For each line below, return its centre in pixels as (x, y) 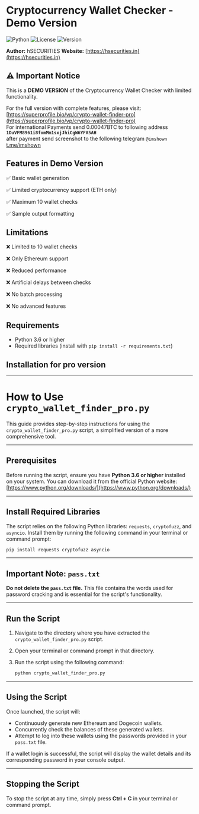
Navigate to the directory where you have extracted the (82, 633)
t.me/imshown (24, 145)
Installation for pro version (56, 365)
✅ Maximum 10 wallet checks (42, 201)
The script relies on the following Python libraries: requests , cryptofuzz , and (99, 526)
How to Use (35, 397)
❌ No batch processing (34, 294)
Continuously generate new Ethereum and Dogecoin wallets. (89, 723)
